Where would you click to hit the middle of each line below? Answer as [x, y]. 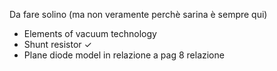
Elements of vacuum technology [90, 33]
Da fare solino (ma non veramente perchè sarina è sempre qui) [138, 14]
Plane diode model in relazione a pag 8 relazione [124, 55]
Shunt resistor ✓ [57, 44]
